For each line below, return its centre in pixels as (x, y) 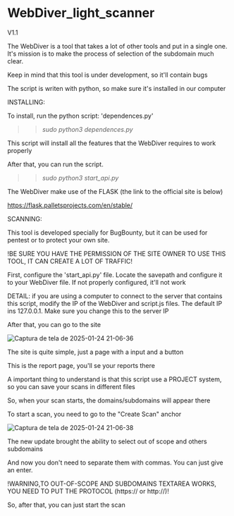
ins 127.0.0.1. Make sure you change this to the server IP (88, 311)
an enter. (20, 469)
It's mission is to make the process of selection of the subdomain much (111, 54)
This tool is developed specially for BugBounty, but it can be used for (107, 232)
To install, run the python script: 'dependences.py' (80, 116)
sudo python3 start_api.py (80, 178)
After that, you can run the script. (55, 164)
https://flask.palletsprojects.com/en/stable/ (70, 205)
